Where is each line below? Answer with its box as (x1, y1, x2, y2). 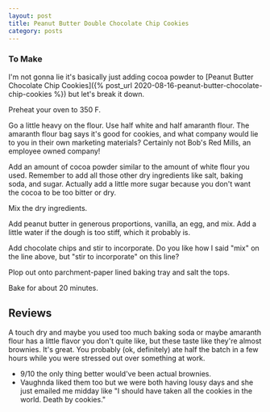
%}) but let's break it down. (53, 89, 145, 99)
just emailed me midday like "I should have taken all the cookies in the (19, 386, 252, 396)
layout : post (8, 11, 52, 20)
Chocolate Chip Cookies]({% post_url (8, 80, 133, 90)
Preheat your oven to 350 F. (8, 104, 101, 114)
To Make (8, 53, 43, 65)
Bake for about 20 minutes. (8, 283, 99, 292)
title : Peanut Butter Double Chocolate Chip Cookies (8, 19, 189, 27)
